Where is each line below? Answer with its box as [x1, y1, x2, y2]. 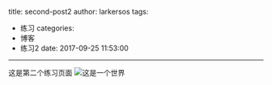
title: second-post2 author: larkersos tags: [8, 7, 149, 16]
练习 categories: [19, 23, 74, 33]
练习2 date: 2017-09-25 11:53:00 [19, 43, 130, 53]
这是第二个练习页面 [8, 68, 73, 77]
